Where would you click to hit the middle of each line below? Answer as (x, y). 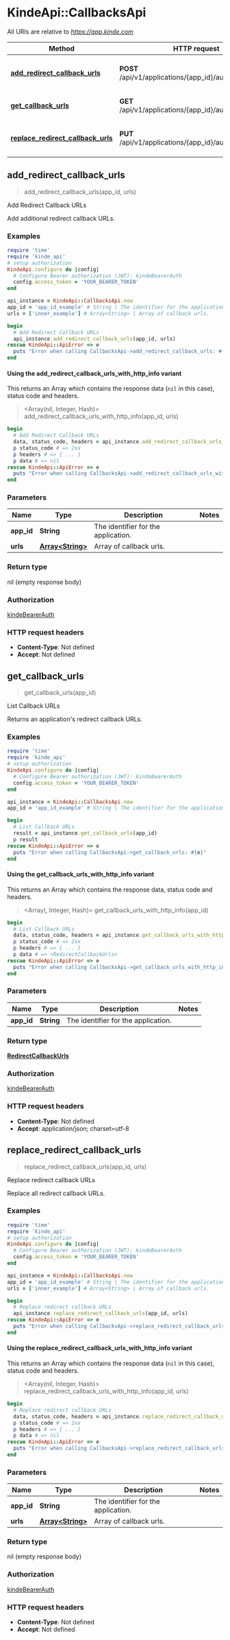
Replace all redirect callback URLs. (56, 1193)
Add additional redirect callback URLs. (61, 218)
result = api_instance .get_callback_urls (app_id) (85, 833)
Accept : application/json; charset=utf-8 (73, 1128)
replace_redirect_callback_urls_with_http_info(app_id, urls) (106, 1391)
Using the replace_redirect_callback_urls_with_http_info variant (100, 1348)
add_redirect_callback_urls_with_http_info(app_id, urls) (101, 417)
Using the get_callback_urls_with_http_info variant (81, 874)
